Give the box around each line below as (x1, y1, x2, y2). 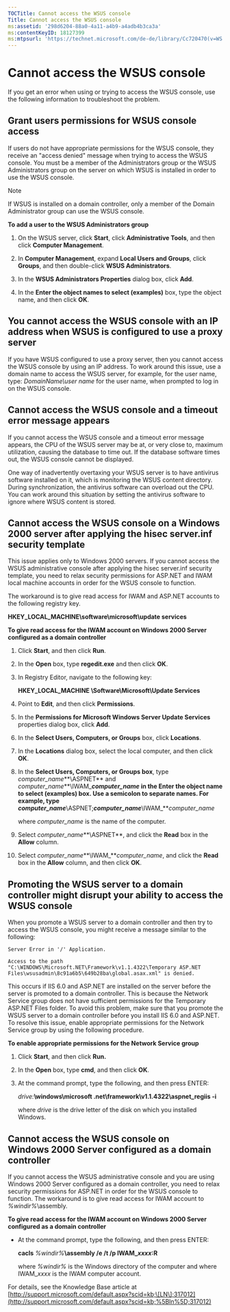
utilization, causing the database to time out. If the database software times (8, 448, 220, 456)
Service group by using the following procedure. (8, 1026, 144, 1034)
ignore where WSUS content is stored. (8, 497, 116, 505)
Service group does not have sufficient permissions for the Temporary (8, 997, 206, 1005)
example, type (17, 797, 60, 805)
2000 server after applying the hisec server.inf (8, 528, 213, 540)
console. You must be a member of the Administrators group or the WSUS (8, 159, 216, 167)
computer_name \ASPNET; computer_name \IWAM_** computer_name (17, 804, 215, 812)
